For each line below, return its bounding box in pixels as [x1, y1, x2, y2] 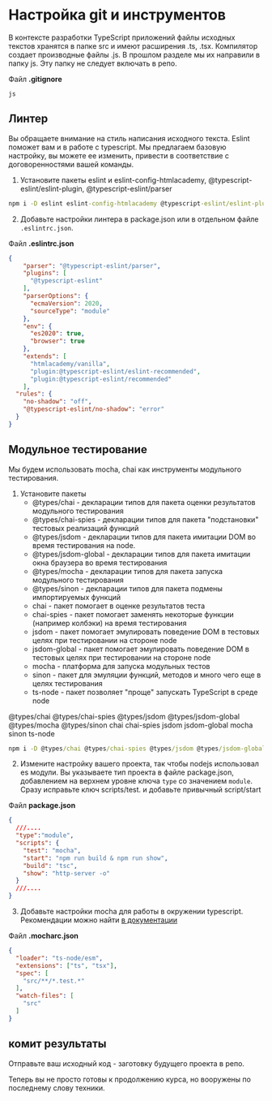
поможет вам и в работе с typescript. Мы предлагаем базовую [8, 142, 227, 152]
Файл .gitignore [8, 74, 62, 84]
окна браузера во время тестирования [32, 558, 168, 568]
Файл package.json [8, 801, 76, 810]
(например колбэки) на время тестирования [32, 618, 187, 628]
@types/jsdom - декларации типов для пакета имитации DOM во [32, 532, 257, 542]
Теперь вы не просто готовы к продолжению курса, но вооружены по [8, 1074, 251, 1084]
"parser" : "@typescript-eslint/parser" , [23, 261, 161, 270]
